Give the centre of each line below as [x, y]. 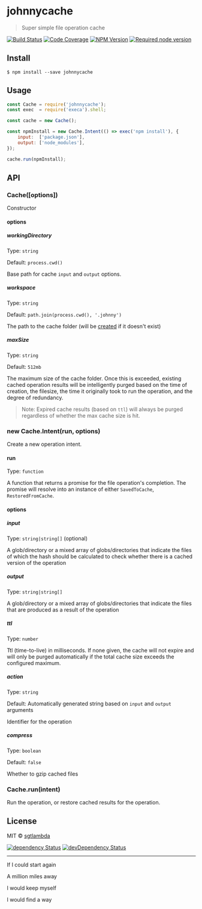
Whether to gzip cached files [43, 774]
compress [19, 735]
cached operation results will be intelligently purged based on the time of [97, 385]
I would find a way [29, 899]
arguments [20, 710]
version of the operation [37, 562]
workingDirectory [29, 236]
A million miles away [32, 876]
